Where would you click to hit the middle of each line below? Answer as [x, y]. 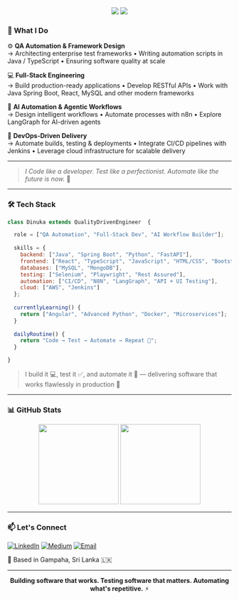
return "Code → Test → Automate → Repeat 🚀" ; [89, 341]
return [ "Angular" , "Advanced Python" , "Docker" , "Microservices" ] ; [124, 314]
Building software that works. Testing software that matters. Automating [119, 580]
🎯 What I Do [28, 30]
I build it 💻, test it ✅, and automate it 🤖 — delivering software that [121, 374]
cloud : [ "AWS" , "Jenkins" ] [60, 288]
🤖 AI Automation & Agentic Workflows [65, 107]
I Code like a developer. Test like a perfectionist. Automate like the [122, 172]
